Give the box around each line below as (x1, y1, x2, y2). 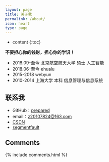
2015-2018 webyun (12, 72, 52, 78)
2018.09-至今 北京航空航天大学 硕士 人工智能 (12, 60, 104, 66)
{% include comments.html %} (5, 152, 68, 158)
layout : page (5, 7, 32, 12)
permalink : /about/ (5, 16, 46, 21)
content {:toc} (12, 39, 41, 45)
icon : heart (5, 21, 30, 26)
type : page (5, 26, 28, 31)
